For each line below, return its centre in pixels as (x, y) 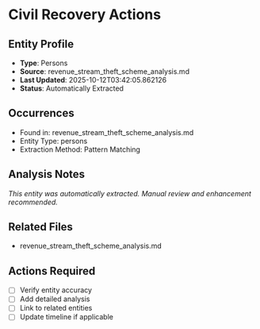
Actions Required (52, 271)
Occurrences (41, 113)
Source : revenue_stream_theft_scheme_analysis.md (105, 72)
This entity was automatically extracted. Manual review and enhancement (130, 193)
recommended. (33, 202)
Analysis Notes (47, 174)
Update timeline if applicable (66, 317)
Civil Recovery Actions (84, 15)
